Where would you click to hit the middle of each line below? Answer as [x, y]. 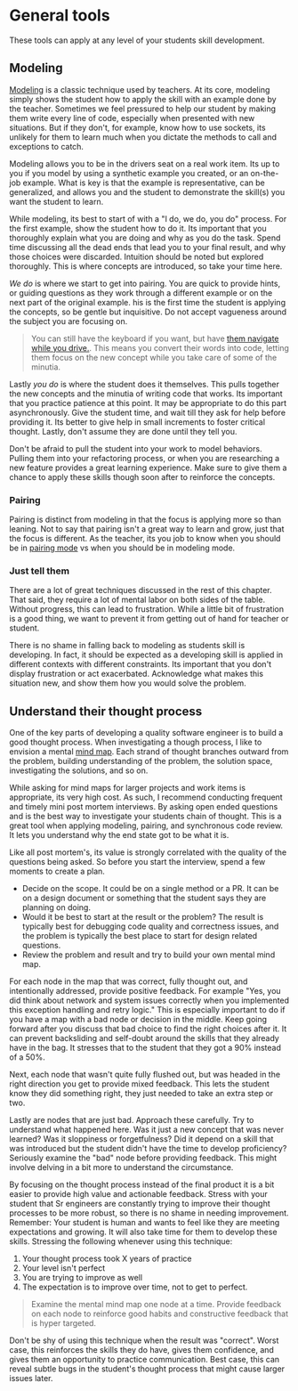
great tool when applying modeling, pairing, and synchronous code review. [146, 826]
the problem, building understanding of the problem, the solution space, [141, 761]
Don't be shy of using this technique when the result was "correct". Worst [144, 1340]
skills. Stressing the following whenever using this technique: [121, 1241]
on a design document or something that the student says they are [144, 898]
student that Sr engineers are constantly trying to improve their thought [140, 1204]
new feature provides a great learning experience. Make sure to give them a [148, 468]
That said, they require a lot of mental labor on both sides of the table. [137, 600]
